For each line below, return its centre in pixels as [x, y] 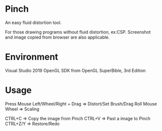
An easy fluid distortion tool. [33, 22]
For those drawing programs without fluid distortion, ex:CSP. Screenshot [78, 32]
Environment [32, 57]
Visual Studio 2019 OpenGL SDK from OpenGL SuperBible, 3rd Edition [75, 70]
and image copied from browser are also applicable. [57, 37]
